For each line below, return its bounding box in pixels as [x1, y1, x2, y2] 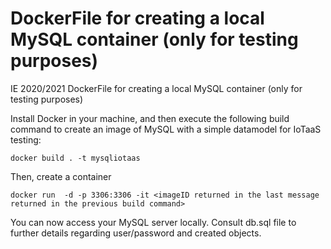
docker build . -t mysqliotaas [10, 153, 141, 163]
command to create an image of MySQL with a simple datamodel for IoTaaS [10, 123, 322, 135]
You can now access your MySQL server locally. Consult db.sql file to [10, 216, 297, 228]
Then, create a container [10, 170, 112, 182]
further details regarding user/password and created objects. [10, 227, 262, 239]
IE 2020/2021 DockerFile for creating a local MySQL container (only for [10, 82, 303, 94]
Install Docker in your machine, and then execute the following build [10, 112, 290, 124]
